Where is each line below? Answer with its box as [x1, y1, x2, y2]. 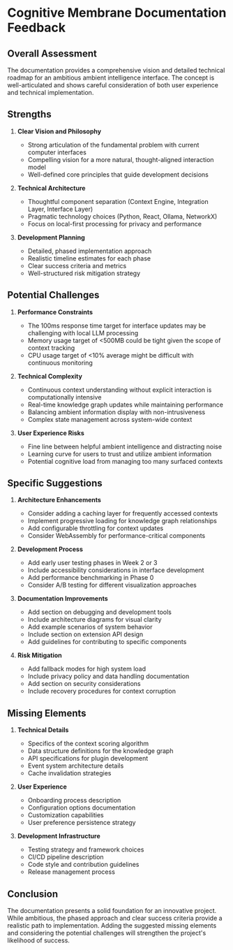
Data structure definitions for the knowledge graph [27, 747, 174, 755]
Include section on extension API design [27, 630, 144, 638]
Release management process [27, 868, 115, 876]
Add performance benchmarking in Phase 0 [27, 573, 154, 582]
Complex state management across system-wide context [27, 415, 193, 423]
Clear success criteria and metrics [27, 261, 127, 270]
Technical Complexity [17, 372, 82, 380]
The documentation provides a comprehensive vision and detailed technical [7, 66, 225, 74]
